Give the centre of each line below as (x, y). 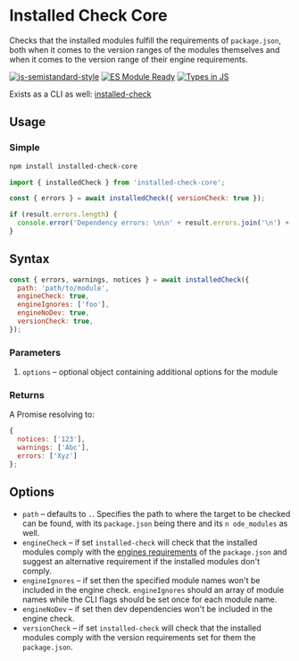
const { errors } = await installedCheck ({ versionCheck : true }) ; (137, 199)
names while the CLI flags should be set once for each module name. (149, 599)
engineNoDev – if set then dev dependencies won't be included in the (147, 608)
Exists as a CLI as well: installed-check (80, 94)
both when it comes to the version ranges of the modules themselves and (145, 49)
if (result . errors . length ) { (63, 215)
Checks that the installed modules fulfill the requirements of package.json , (145, 40)
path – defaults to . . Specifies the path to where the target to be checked (156, 513)
